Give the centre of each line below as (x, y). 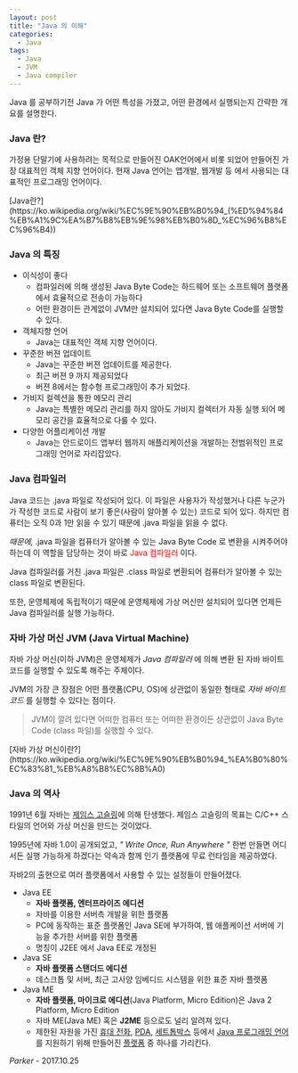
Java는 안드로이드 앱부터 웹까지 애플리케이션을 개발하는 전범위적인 (151, 443)
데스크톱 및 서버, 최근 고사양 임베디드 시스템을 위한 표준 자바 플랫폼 (152, 979)
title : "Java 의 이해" (48, 26)
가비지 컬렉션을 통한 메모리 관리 (77, 398)
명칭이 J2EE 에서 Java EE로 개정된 (96, 948)
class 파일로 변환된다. (48, 582)
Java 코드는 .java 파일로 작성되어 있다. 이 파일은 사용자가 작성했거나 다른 (136, 500)
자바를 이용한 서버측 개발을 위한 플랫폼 (102, 914)
